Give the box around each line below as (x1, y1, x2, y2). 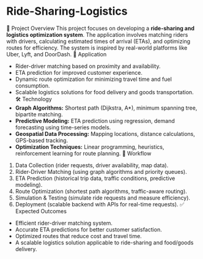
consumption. (15, 81, 50, 89)
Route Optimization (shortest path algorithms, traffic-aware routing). (15, 187, 188, 195)
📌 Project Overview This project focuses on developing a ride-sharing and (6, 24, 194, 32)
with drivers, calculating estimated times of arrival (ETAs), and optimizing (6, 37, 191, 45)
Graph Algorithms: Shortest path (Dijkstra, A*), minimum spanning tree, (15, 104, 197, 111)
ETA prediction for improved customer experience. (15, 69, 142, 76)
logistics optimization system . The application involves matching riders (6, 31, 188, 38)
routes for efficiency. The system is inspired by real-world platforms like (6, 44, 188, 51)
